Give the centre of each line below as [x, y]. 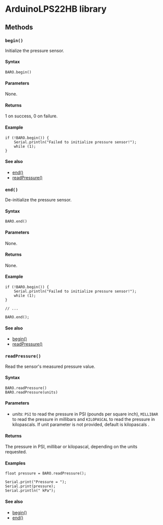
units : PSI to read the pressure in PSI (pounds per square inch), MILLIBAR [85, 414]
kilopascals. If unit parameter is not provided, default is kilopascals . [81, 424]
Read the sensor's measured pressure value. [50, 366]
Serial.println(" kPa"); [30, 491]
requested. [16, 452]
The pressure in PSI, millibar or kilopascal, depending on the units [71, 447]
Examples [15, 463]
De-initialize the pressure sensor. [38, 200]
